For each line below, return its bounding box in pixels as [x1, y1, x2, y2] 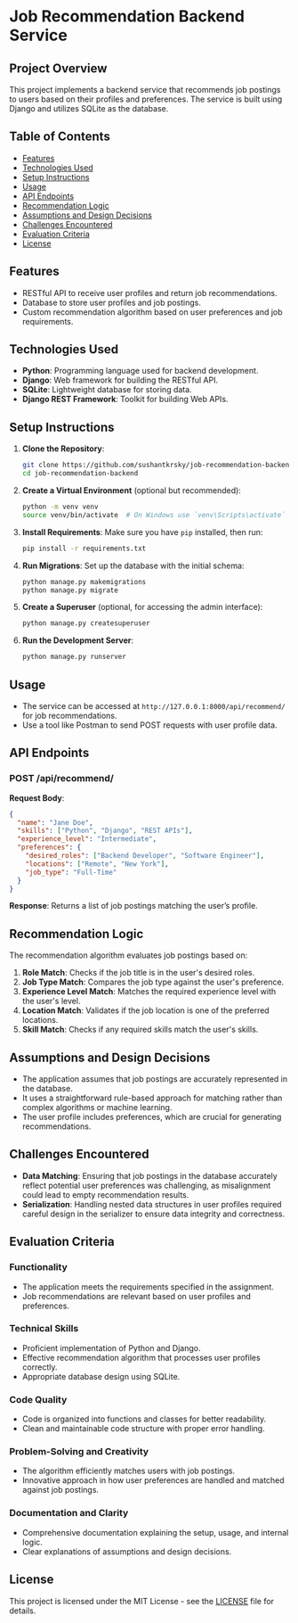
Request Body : [9, 792, 65, 803]
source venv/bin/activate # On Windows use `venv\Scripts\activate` [21, 510, 286, 519]
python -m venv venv [21, 502, 99, 511]
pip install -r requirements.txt [21, 544, 147, 553]
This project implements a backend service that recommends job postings [9, 85, 281, 95]
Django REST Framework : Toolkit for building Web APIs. [21, 394, 229, 405]
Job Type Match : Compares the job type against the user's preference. [21, 976, 285, 987]
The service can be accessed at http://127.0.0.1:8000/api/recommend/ [21, 700, 286, 711]
